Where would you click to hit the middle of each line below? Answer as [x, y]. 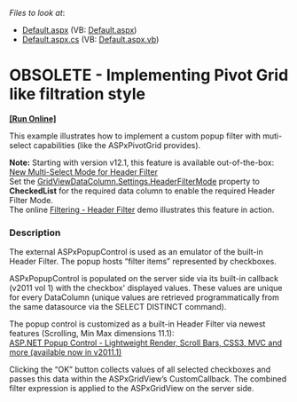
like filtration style [78, 95]
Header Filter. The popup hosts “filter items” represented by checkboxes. [143, 262]
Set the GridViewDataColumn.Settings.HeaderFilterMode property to [134, 181]
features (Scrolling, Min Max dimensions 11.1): [92, 334]
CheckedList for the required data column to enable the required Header [142, 191]
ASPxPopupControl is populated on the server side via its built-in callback [144, 279]
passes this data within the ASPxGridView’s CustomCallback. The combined [148, 379]
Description [35, 233]
